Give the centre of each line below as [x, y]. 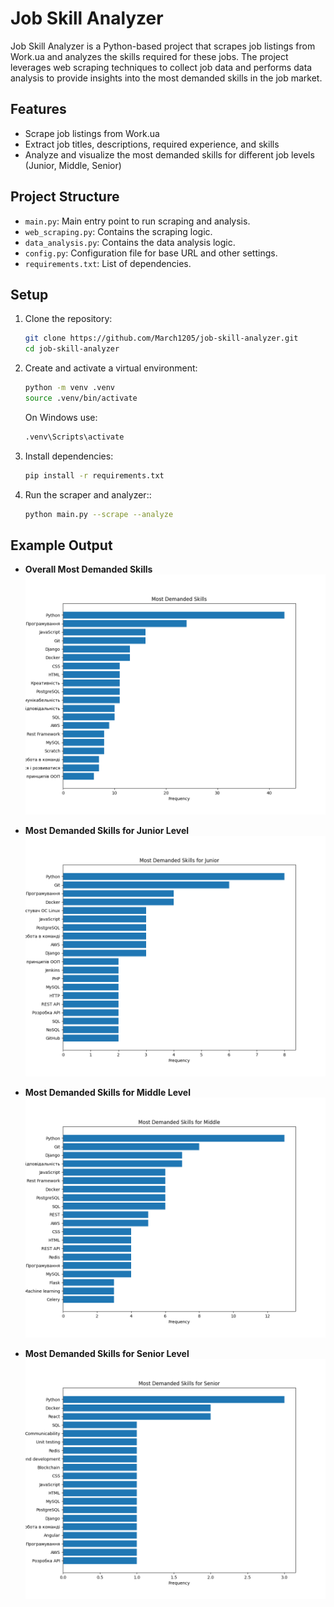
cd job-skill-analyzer [72, 349]
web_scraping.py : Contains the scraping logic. [118, 231]
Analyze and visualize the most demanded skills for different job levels [169, 154]
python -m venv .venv [69, 388]
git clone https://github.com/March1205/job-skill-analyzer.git [161, 338]
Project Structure [65, 197]
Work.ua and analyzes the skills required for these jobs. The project [149, 56]
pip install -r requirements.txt [94, 475]
